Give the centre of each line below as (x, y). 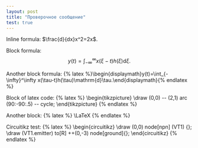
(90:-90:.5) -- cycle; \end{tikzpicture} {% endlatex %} (72, 104)
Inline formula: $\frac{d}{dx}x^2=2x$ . (52, 40)
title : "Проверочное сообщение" (46, 17)
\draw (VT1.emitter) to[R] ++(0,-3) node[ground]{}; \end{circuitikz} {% (92, 133)
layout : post (22, 11)
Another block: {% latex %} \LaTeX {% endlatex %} (68, 115)
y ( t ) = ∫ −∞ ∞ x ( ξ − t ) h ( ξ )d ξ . (99, 61)
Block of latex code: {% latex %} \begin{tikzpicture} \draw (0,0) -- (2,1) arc (97, 97)
